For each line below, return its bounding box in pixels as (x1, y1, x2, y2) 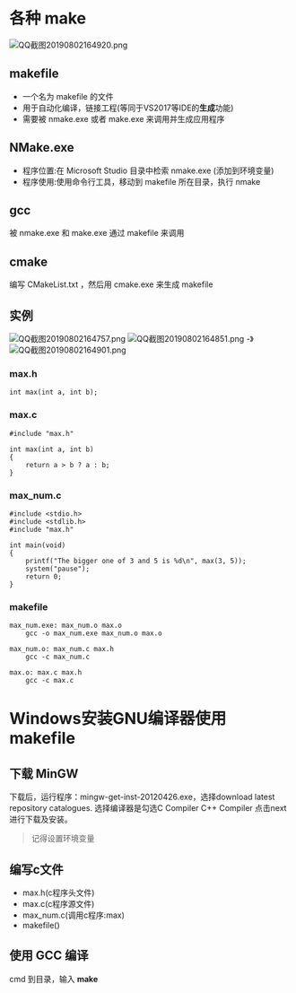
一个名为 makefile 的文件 (22, 91, 114, 101)
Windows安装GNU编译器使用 (9, 709, 227, 729)
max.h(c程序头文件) (22, 887, 95, 898)
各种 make (9, 8, 87, 29)
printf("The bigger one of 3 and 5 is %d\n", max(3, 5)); (25, 556, 247, 565)
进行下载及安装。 (9, 814, 73, 825)
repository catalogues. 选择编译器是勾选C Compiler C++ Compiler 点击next (9, 803, 287, 814)
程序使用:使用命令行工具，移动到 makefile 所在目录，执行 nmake (22, 176, 261, 187)
